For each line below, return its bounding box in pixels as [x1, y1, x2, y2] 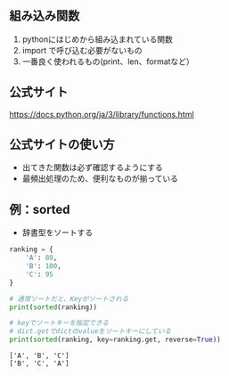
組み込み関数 [9, 8, 80, 24]
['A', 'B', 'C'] [9, 351, 70, 360]
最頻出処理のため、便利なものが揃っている [21, 173, 179, 184]
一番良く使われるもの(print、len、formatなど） [21, 56, 194, 67]
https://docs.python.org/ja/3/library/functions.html [9, 109, 194, 119]
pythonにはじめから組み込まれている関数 [21, 34, 174, 45]
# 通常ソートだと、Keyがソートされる [9, 294, 129, 303]
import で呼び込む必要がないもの [21, 45, 143, 55]
